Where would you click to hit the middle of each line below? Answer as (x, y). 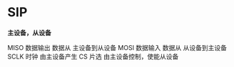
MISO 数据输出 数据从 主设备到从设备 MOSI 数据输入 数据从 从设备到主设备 (117, 47)
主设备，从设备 (29, 32)
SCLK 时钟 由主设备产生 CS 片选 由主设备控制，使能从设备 (93, 56)
